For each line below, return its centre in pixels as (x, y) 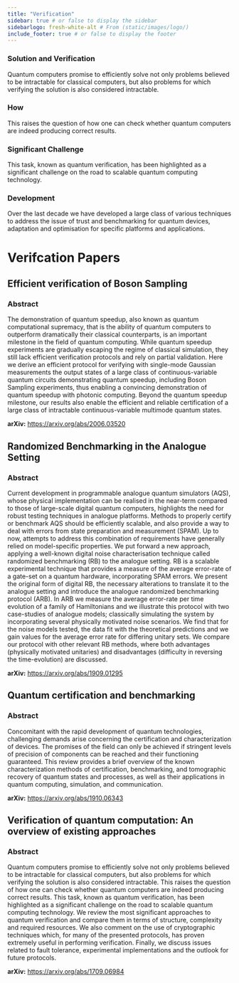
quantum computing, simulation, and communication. (85, 784)
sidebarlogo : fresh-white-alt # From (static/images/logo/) (99, 27)
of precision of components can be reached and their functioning (103, 754)
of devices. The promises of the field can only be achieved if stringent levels (119, 746)
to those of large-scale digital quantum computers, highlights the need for (116, 508)
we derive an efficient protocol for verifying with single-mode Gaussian (112, 365)
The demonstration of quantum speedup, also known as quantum (103, 319)
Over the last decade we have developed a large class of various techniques (119, 213)
